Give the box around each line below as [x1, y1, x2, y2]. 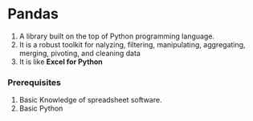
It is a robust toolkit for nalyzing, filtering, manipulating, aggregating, [18, 39, 246, 49]
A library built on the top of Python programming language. [18, 31, 214, 41]
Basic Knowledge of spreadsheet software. [18, 95, 162, 105]
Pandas [7, 5, 59, 23]
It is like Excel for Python [18, 57, 104, 67]
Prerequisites [7, 77, 61, 88]
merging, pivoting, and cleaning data [18, 48, 141, 58]
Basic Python [18, 103, 63, 113]
